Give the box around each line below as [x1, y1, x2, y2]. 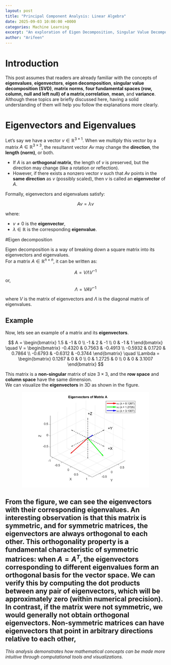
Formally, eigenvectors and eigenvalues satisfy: [5, 191, 105, 197]
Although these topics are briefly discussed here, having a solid [5, 96, 139, 102]
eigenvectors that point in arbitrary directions [5, 627, 153, 635]
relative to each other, [5, 635, 76, 644]
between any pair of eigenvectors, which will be [5, 587, 160, 596]
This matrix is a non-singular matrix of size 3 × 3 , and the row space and [5, 371, 159, 377]
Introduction [5, 58, 59, 69]
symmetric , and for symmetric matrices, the [5, 522, 149, 530]
